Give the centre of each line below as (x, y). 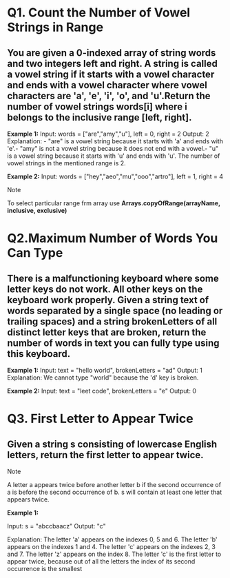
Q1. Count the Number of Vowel (99, 13)
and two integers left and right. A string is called (113, 63)
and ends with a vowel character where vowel (107, 85)
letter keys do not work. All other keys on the (105, 289)
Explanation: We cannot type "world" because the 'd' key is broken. (103, 378)
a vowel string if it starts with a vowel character (111, 74)
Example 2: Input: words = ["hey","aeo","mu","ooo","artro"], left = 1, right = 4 (115, 176)
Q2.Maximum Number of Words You (113, 238)
